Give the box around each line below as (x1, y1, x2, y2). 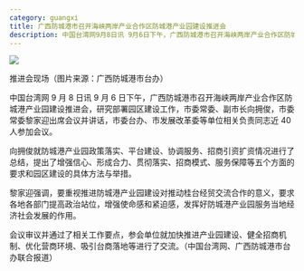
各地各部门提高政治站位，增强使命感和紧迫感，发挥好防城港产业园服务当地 (9, 198, 287, 209)
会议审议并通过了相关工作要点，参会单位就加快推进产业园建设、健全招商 (9, 229, 279, 240)
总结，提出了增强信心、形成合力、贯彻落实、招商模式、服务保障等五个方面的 (9, 157, 295, 168)
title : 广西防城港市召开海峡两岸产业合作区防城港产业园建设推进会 (9, 22, 227, 31)
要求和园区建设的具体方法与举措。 (9, 169, 137, 179)
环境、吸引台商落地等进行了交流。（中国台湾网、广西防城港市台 (56, 241, 291, 252)
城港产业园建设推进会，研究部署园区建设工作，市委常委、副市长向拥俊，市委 (9, 103, 295, 114)
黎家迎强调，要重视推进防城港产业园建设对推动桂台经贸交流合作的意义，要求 (9, 188, 295, 198)
